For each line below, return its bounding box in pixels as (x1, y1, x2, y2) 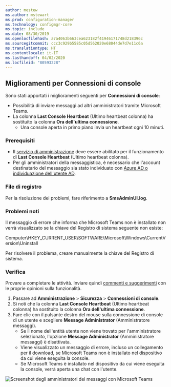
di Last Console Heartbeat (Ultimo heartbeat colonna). (12, 154, 129, 160)
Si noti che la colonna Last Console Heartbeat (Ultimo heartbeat (12, 301, 149, 307)
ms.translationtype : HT (5, 46, 56, 51)
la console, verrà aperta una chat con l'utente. (20, 366, 118, 372)
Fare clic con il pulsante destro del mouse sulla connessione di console (12, 312, 163, 318)
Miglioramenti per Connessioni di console (5, 79, 141, 88)
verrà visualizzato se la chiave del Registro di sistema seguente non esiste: (5, 225, 163, 231)
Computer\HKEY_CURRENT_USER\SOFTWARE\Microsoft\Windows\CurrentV (5, 234, 166, 241)
